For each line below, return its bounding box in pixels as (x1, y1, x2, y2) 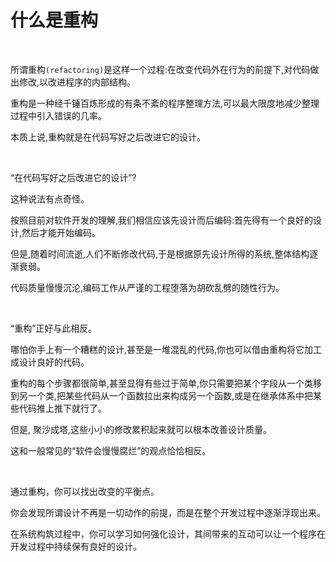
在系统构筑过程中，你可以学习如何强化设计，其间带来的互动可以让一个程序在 (10, 527, 326, 540)
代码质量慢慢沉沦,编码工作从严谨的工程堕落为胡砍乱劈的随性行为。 (10, 281, 285, 293)
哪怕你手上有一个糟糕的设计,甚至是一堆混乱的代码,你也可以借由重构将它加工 (10, 343, 323, 355)
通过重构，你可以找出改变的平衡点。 (10, 485, 160, 497)
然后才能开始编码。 (21, 226, 102, 238)
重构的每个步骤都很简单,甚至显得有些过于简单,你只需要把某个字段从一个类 (10, 377, 314, 389)
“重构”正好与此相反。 (10, 322, 98, 334)
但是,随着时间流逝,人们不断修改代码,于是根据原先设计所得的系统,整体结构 (10, 247, 310, 260)
